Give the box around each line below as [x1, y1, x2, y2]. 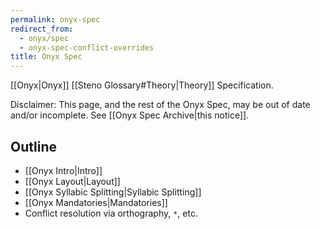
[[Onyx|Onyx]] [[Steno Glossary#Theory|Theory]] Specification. [10, 79, 274, 91]
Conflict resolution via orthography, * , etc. [24, 207, 198, 219]
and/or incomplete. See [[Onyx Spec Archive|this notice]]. [10, 109, 250, 121]
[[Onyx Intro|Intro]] [24, 164, 103, 176]
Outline [10, 138, 57, 155]
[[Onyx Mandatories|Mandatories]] [24, 196, 168, 208]
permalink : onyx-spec [10, 14, 101, 25]
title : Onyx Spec [10, 52, 83, 62]
